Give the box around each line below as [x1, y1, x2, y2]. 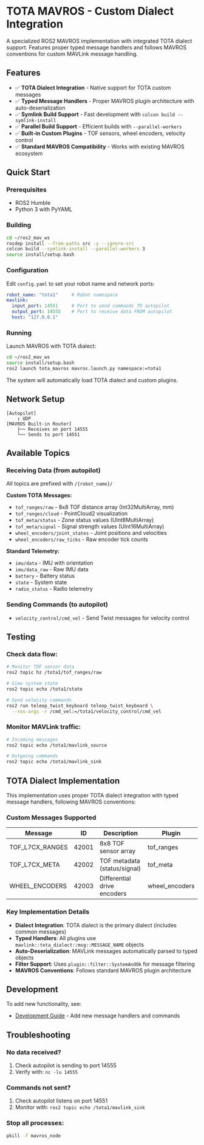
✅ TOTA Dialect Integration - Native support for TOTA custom [15, 84, 171, 91]
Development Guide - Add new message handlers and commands [15, 1012, 180, 1019]
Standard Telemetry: [6, 548, 59, 555]
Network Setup [6, 394, 65, 405]
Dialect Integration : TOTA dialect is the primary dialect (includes [15, 921, 177, 929]
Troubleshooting [6, 1030, 71, 1040]
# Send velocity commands [6, 697, 72, 703]
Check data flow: [6, 650, 58, 658]
